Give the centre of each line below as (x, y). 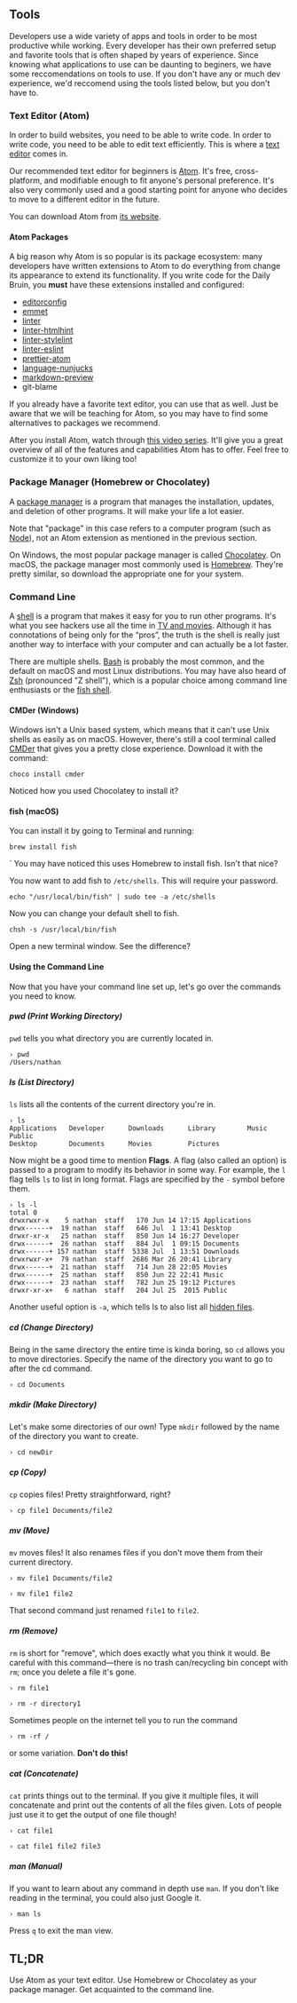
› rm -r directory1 (45, 1704)
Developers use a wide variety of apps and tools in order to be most (133, 36)
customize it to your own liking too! (73, 459)
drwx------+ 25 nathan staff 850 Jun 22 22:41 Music (117, 1275)
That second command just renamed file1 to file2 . (104, 1611)
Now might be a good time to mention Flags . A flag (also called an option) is (148, 1160)
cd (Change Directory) (51, 1327)
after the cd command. (51, 1369)
